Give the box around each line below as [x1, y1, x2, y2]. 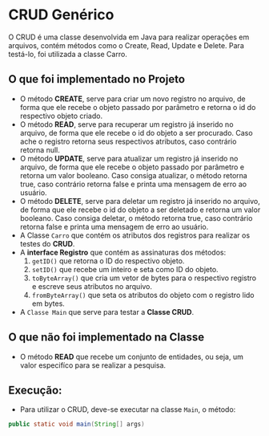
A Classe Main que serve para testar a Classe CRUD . [19, 307, 195, 316]
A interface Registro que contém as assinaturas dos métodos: [19, 247, 227, 257]
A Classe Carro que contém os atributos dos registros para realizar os [19, 230, 251, 240]
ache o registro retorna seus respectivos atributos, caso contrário [19, 137, 237, 146]
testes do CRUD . [19, 238, 75, 248]
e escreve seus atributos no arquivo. [31, 281, 153, 291]
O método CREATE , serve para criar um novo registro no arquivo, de [19, 94, 246, 104]
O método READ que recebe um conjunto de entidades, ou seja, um [19, 352, 244, 361]
